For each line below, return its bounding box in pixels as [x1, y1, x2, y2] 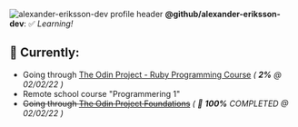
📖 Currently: [9, 45, 80, 61]
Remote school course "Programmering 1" [22, 88, 181, 99]
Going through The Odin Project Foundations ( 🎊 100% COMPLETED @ [22, 98, 289, 109]
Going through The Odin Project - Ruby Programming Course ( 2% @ [22, 69, 282, 80]
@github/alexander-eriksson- [164, 9, 282, 19]
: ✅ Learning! [24, 18, 74, 29]
